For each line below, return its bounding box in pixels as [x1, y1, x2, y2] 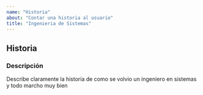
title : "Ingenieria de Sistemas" [6, 20, 92, 26]
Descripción [6, 61, 44, 70]
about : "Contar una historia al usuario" [6, 15, 114, 21]
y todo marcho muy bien [6, 82, 68, 89]
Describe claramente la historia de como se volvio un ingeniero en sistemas [6, 75, 197, 83]
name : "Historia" [6, 9, 51, 15]
